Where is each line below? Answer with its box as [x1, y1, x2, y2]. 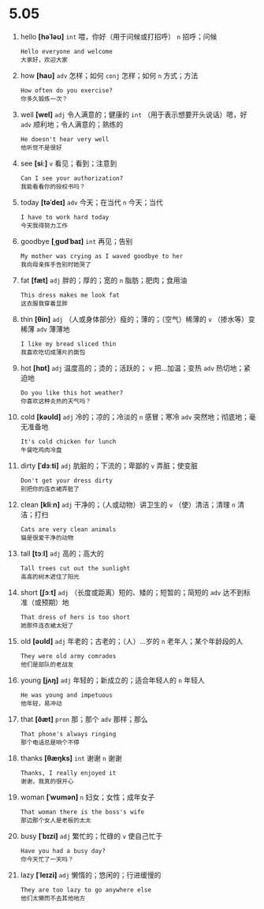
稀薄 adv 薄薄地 [20, 324, 70, 334]
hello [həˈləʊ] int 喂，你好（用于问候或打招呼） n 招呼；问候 [20, 32, 218, 41]
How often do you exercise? [20, 86, 113, 95]
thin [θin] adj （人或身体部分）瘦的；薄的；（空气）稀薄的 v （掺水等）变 [20, 314, 255, 324]
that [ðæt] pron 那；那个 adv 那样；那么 [20, 714, 148, 724]
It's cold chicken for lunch [20, 437, 117, 446]
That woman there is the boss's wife [20, 808, 145, 816]
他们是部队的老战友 [20, 660, 74, 668]
